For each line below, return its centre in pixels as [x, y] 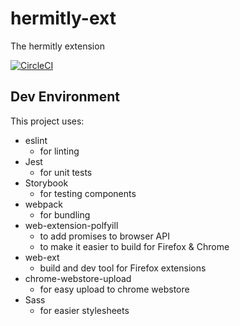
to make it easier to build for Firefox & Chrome [134, 246]
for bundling [65, 214]
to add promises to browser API [104, 236]
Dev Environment [65, 97]
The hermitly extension [57, 46]
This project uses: [47, 121]
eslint [36, 140]
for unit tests [66, 172]
